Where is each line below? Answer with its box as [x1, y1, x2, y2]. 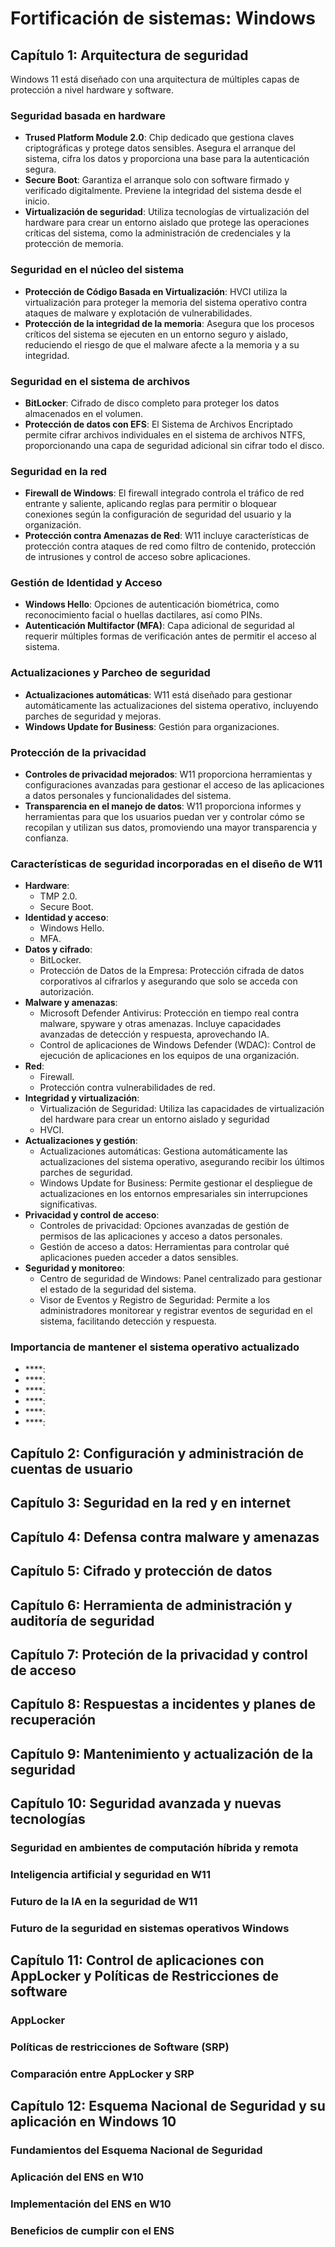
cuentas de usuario [10, 1461, 133, 1478]
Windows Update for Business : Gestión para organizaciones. [24, 720, 280, 732]
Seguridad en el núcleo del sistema [10, 263, 185, 277]
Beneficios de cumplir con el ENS [10, 2224, 175, 2238]
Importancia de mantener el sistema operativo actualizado [10, 1340, 300, 1354]
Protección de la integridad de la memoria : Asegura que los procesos [24, 317, 315, 329]
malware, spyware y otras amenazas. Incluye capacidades [39, 1018, 282, 1030]
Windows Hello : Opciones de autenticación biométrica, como [24, 598, 280, 611]
